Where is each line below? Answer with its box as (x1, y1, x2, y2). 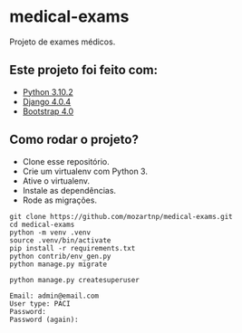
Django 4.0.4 (22, 96, 72, 107)
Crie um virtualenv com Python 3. (22, 166, 148, 176)
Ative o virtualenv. (22, 175, 91, 186)
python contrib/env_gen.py (9, 252, 111, 261)
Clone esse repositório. (22, 156, 111, 166)
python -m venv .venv (9, 228, 92, 237)
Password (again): (9, 315, 79, 324)
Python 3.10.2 (22, 86, 74, 97)
